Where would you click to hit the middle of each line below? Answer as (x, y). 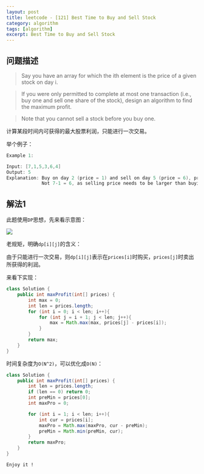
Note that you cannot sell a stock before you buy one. (88, 118)
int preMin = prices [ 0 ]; (59, 398)
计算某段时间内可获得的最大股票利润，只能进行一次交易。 (78, 131)
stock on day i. (39, 82)
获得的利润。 (27, 264)
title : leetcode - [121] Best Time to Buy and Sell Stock (81, 18)
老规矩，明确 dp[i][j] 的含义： (44, 244)
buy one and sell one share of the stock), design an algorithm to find (107, 100)
